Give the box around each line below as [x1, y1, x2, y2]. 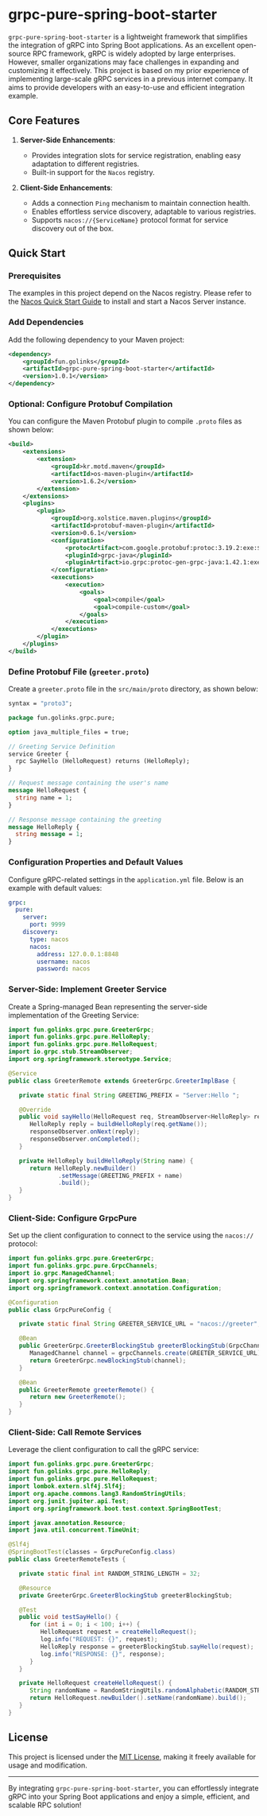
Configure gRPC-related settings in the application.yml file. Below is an [8, 874, 244, 884]
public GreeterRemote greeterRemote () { [18, 1385, 155, 1394]
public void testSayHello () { [18, 1613, 119, 1621]
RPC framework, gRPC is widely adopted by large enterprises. [33, 48, 236, 58]
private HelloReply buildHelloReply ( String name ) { [18, 1156, 194, 1165]
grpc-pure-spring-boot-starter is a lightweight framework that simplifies [8, 32, 248, 41]
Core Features [8, 114, 80, 128]
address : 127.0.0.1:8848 [37, 950, 119, 958]
